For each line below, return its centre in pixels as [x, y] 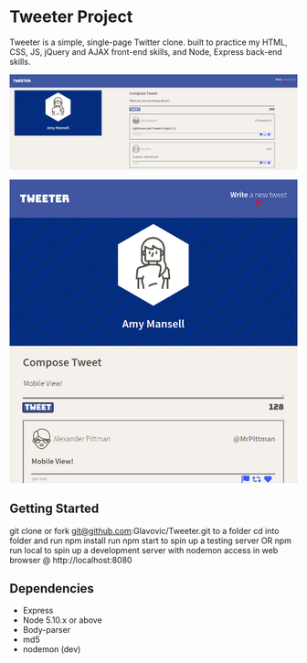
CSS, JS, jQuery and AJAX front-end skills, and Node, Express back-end [146, 51]
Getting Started [54, 509]
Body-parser [47, 630]
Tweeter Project [71, 17]
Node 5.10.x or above [62, 620]
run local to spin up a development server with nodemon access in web [144, 550]
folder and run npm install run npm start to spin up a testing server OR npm [151, 540]
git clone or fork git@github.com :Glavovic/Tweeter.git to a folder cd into [144, 530]
